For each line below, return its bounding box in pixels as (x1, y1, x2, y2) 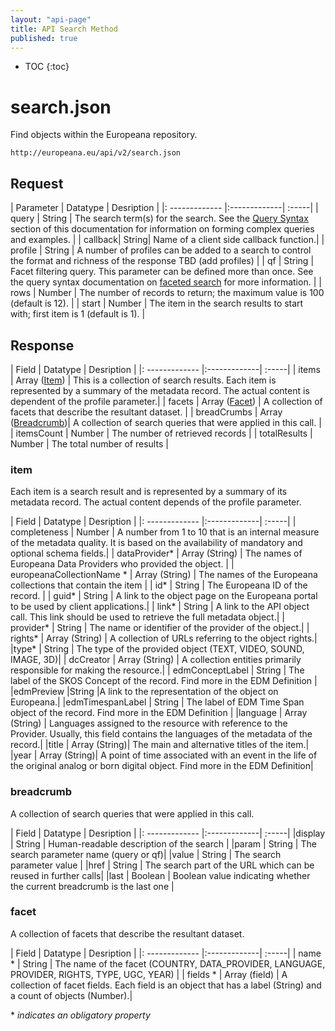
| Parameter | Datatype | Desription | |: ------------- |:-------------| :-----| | (10, 202, 319, 214)
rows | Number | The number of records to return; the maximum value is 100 (10, 287, 325, 299)
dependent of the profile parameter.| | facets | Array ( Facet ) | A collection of (10, 395, 323, 407)
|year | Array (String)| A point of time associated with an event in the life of (10, 749, 318, 761)
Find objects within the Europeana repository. (10, 129, 198, 141)
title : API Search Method (10, 24, 118, 34)
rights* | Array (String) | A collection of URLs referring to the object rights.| (10, 632, 318, 645)
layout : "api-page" (10, 14, 92, 25)
